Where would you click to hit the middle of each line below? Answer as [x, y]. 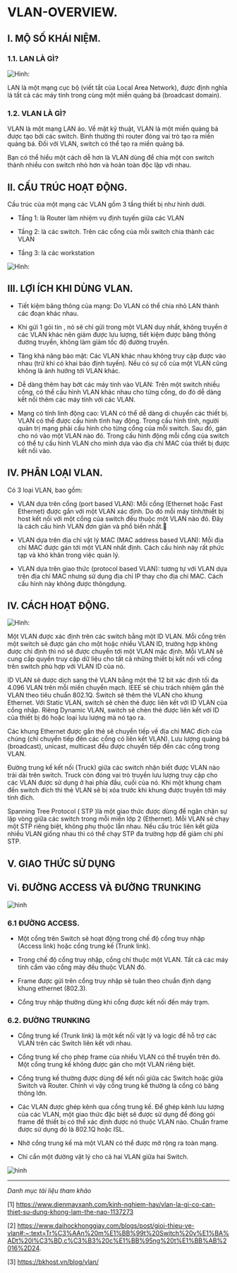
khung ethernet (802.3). [53, 988]
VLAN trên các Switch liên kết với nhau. [75, 1043]
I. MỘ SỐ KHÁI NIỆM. [54, 39]
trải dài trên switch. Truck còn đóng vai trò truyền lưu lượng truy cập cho [113, 775]
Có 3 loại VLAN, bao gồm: [45, 490]
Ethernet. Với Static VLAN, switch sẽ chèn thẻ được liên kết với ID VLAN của [117, 703]
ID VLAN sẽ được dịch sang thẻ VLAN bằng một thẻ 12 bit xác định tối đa [113, 680]
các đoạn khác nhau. [48, 313]
